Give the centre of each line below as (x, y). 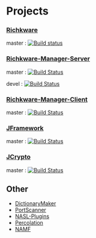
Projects (28, 11)
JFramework (25, 128)
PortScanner (31, 210)
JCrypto (19, 157)
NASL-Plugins (32, 216)
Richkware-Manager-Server (48, 59)
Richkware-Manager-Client (47, 99)
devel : (14, 83)
